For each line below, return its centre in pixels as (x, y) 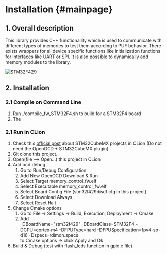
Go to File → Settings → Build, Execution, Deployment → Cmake (87, 213)
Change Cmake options (37, 208)
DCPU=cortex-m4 (39, 230)
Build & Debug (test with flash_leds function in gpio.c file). (73, 246)
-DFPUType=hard (78, 230)
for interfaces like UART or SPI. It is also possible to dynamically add (77, 57)
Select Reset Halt (38, 203)
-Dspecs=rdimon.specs (54, 235)
